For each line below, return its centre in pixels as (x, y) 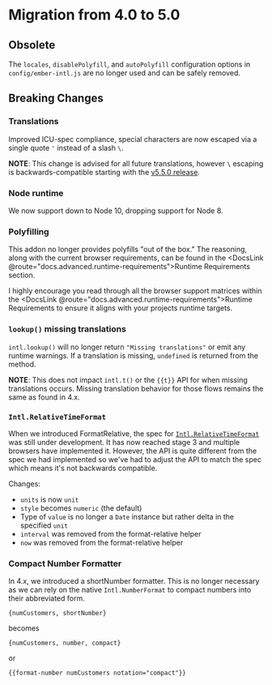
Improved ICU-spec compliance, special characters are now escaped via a (133, 139)
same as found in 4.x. (44, 397)
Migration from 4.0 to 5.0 (94, 15)
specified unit (44, 525)
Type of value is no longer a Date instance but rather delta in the (127, 516)
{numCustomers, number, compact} (65, 643)
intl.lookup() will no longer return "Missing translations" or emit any (127, 347)
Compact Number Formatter (65, 563)
